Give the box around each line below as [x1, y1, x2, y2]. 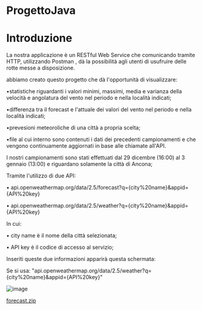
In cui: [6, 220, 22, 228]
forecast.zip [6, 297, 36, 305]
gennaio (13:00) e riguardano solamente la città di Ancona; [6, 160, 153, 168]
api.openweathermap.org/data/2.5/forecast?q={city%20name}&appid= [10, 184, 189, 191]
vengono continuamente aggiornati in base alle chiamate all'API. [6, 142, 166, 150]
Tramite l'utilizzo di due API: [6, 172, 76, 179]
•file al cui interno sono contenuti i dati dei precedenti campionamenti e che [6, 136, 196, 143]
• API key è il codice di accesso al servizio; [6, 243, 114, 251]
